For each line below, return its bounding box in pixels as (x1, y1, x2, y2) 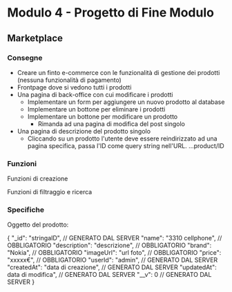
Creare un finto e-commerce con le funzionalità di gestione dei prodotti (17, 68, 220, 76)
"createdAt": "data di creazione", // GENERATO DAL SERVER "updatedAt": (7, 263, 217, 271)
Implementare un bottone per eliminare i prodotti (27, 105, 166, 113)
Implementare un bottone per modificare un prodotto (27, 112, 178, 121)
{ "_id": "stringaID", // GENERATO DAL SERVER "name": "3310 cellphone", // (7, 234, 222, 242)
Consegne (7, 53, 43, 63)
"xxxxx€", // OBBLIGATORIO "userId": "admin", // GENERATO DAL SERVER (7, 256, 218, 264)
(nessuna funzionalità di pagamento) (17, 76, 122, 84)
